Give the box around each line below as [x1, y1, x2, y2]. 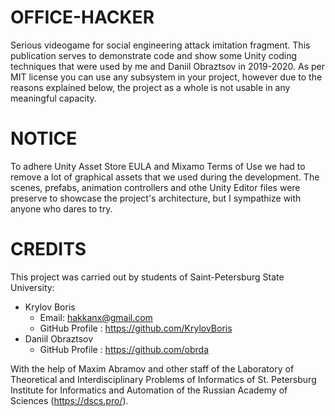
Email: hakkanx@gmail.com [39, 311, 153, 323]
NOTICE [10, 127, 78, 150]
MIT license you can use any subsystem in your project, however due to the [10, 71, 323, 83]
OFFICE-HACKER [10, 6, 155, 29]
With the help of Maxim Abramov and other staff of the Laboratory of [10, 362, 295, 375]
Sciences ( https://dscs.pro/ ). [10, 394, 129, 406]
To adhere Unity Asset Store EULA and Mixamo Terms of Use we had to [10, 160, 306, 172]
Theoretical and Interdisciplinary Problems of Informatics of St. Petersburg [10, 373, 317, 385]
